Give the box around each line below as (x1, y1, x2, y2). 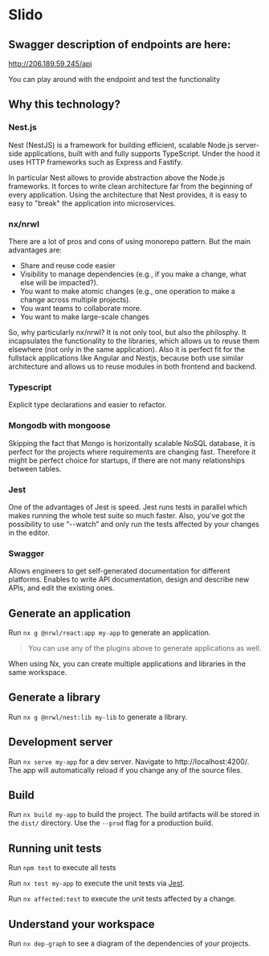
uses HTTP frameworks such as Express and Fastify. (8, 157, 183, 166)
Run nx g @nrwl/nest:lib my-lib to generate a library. (8, 712, 188, 721)
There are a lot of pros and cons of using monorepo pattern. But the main (8, 236, 251, 246)
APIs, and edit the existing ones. (8, 583, 115, 593)
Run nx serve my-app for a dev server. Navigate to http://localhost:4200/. (8, 757, 250, 766)
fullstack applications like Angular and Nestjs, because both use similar (8, 353, 244, 362)
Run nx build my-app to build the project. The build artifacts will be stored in (8, 810, 260, 819)
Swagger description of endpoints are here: (8, 38, 231, 51)
